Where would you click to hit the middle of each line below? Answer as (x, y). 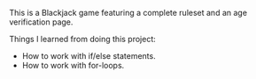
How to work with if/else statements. (89, 56)
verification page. (41, 22)
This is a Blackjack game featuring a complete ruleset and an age (128, 13)
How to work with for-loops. (73, 65)
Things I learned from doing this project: (83, 39)
